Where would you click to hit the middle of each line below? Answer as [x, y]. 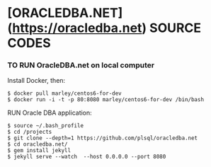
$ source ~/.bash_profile [45, 126]
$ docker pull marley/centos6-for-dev [64, 93]
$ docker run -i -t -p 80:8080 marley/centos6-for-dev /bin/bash [105, 100]
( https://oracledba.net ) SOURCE [104, 28]
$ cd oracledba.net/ [38, 144]
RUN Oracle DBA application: [50, 113]
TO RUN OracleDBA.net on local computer [81, 65]
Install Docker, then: [36, 81]
